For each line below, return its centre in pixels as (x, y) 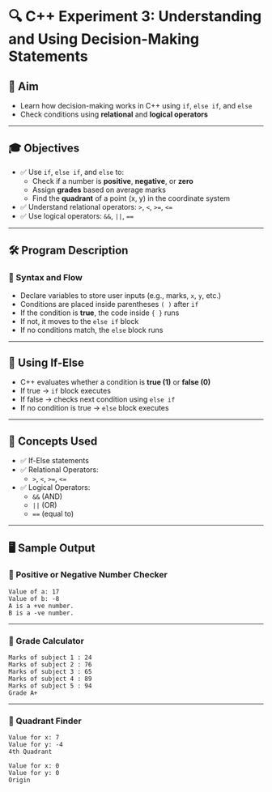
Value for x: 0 (34, 766)
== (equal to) (53, 514)
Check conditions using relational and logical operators (114, 114)
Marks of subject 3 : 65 (50, 672)
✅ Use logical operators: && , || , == (77, 215)
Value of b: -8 (34, 598)
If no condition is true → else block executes (94, 408)
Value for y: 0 (34, 773)
